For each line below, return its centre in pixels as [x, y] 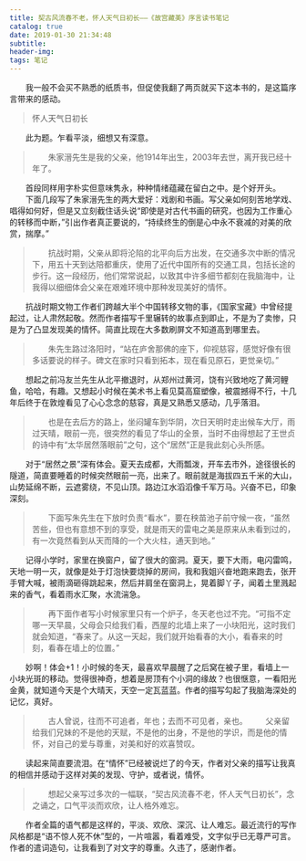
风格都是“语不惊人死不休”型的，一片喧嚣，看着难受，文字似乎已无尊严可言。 [153, 836]
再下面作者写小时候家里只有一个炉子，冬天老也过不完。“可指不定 [169, 614]
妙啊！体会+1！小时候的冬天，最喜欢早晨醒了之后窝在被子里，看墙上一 [158, 667]
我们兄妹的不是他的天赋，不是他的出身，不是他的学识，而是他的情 [163, 732]
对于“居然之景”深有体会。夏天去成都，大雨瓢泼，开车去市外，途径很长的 [161, 464]
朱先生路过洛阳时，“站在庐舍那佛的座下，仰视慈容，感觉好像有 [165, 349]
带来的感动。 [41, 99]
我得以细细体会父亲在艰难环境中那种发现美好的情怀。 [132, 287]
